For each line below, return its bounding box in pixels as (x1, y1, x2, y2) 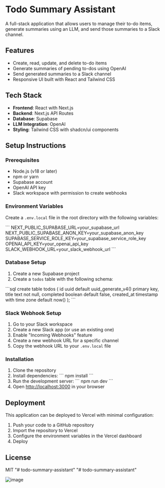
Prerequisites (5, 156, 39, 163)
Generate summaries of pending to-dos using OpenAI (12, 65, 127, 71)
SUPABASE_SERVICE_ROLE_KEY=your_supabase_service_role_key (5, 235, 147, 241)
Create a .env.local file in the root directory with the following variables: (5, 214, 159, 221)
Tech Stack (5, 91, 42, 100)
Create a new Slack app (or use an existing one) (12, 327, 114, 333)
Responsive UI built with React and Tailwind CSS (12, 76, 115, 82)
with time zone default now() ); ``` (5, 296, 76, 303)
